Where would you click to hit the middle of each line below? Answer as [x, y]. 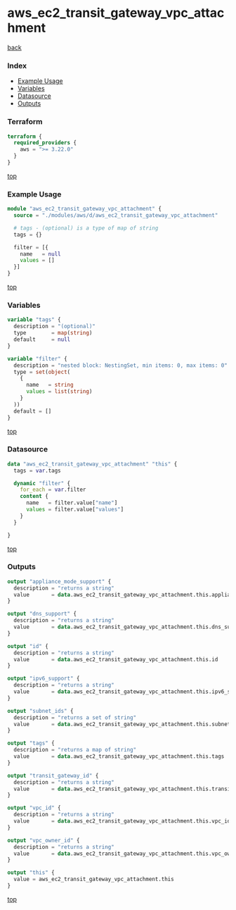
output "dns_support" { [42, 614]
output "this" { [31, 873]
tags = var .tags [37, 470]
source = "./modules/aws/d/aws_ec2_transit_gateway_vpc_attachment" [116, 216]
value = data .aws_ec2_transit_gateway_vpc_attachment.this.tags [119, 756]
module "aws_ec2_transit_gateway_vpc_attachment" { [84, 209]
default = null [42, 339]
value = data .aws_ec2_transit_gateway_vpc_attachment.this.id [116, 659]
